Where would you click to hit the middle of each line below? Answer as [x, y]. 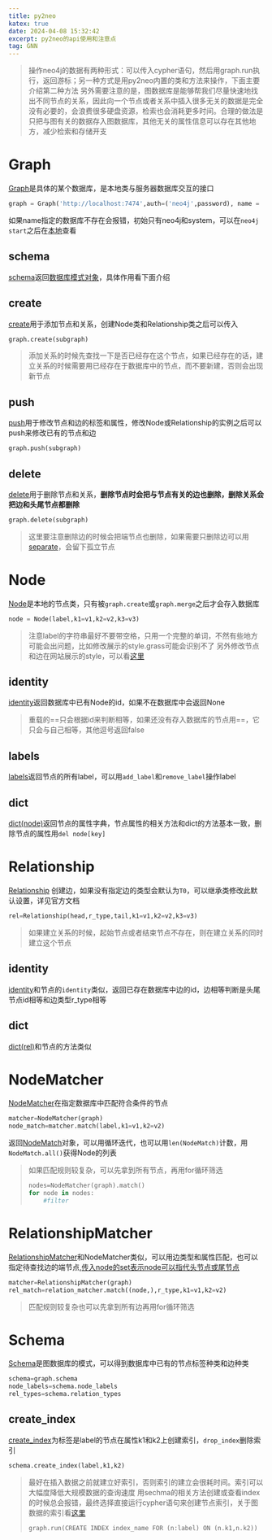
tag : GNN [23, 46]
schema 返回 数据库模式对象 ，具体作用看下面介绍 [89, 277]
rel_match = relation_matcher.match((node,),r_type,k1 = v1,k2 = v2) [118, 1290]
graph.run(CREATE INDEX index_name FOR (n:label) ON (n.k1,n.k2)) [143, 1528]
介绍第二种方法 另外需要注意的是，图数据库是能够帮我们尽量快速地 [140, 91]
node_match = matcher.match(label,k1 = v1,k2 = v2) [86, 1126]
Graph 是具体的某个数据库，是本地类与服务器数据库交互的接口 [111, 189]
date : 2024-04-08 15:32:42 [54, 31]
